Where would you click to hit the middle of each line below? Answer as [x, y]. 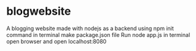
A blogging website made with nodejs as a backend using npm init [90, 28]
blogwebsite [39, 11]
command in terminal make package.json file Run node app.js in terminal [98, 34]
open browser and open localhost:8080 [57, 41]
